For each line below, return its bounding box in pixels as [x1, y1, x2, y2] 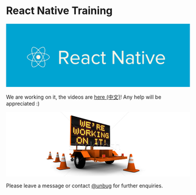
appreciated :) [6, 100, 40, 107]
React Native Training [6, 4, 113, 18]
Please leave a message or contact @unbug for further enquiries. [6, 182, 163, 189]
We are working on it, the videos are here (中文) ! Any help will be [6, 93, 162, 100]
